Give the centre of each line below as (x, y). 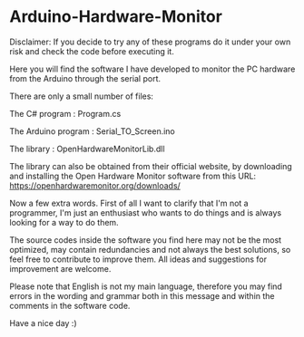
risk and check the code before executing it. (92, 51)
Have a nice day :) (43, 323)
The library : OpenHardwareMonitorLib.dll (87, 149)
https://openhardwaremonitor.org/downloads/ (95, 185)
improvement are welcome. (60, 268)
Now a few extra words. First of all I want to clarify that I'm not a (129, 203)
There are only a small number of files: (82, 96)
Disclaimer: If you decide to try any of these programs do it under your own (150, 42)
